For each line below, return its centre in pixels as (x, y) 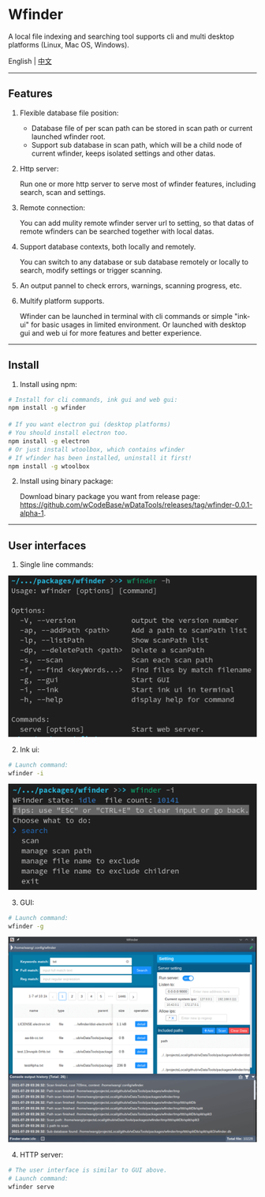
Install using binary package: (66, 481)
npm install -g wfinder (47, 408)
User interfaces (47, 545)
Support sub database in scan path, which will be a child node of (137, 144)
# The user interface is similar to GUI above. (88, 1170)
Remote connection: (52, 208)
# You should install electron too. (68, 433)
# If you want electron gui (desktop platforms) (90, 425)
